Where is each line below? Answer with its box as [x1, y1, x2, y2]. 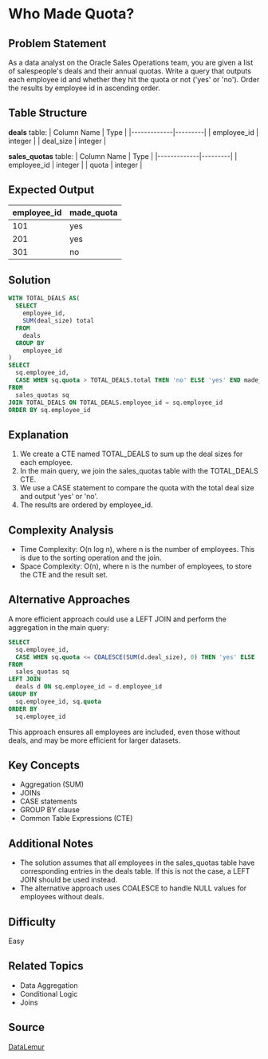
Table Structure [8, 106, 88, 120]
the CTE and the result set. [19, 570, 108, 580]
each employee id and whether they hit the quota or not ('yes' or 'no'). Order [8, 75, 260, 84]
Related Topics [8, 959, 84, 973]
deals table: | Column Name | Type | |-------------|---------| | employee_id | [8, 127, 259, 137]
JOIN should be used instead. [19, 875, 118, 885]
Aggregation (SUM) [19, 779, 85, 789]
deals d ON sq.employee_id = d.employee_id [15, 683, 162, 691]
